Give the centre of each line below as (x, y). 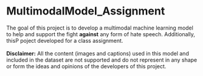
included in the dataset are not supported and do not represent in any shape (102, 60)
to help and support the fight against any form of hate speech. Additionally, (101, 34)
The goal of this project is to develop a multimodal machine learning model (100, 28)
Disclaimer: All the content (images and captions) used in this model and (98, 53)
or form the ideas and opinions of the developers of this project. (86, 66)
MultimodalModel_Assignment (86, 11)
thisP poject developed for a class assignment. (65, 40)
